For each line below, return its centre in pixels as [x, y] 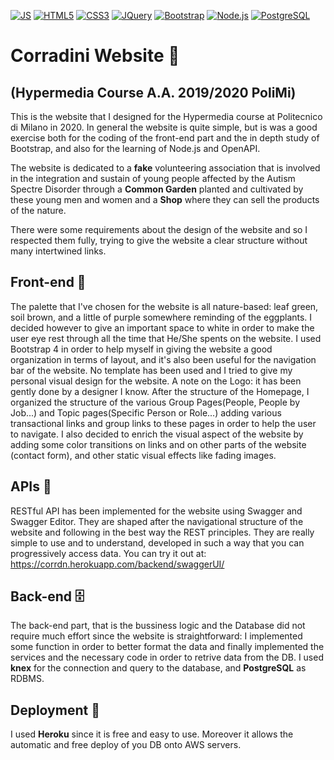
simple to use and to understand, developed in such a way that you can [157, 542]
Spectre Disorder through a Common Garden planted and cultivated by [157, 189]
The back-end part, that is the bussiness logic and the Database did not [158, 626]
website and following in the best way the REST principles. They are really [162, 532]
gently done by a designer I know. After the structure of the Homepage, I [160, 391]
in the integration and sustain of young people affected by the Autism [153, 178]
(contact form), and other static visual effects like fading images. [143, 455]
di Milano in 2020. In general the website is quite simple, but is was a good [164, 127]
